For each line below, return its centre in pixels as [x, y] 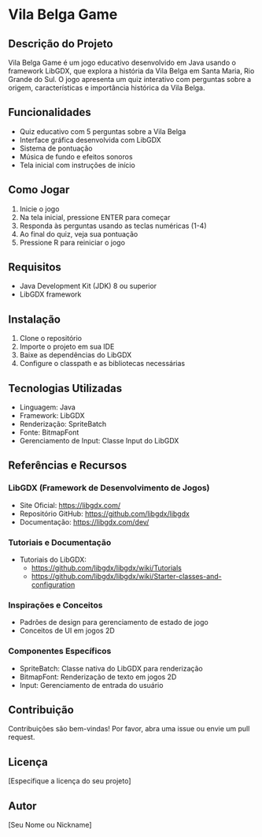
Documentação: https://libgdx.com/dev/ [84, 521]
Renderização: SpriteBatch [63, 424]
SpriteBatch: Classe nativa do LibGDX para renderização [111, 668]
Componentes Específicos [60, 651]
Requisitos [35, 267]
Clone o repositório [51, 338]
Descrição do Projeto [61, 44]
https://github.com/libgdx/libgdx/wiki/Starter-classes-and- [126, 577]
